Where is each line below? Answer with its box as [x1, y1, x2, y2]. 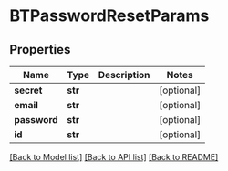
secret [14, 84, 43, 96]
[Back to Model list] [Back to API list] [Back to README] [9, 152, 219, 162]
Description [98, 69, 150, 81]
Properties [9, 42, 71, 57]
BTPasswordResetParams [9, 5, 210, 26]
